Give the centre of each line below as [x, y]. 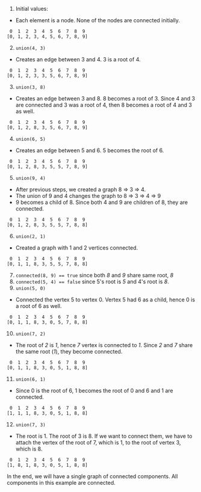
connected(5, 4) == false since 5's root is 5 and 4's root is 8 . [92, 281]
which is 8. [29, 449]
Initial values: [32, 9]
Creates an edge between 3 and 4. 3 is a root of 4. [78, 59]
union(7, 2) [30, 334]
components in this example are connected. [61, 483]
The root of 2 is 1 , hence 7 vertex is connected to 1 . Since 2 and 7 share [104, 345]
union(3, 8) [30, 87]
